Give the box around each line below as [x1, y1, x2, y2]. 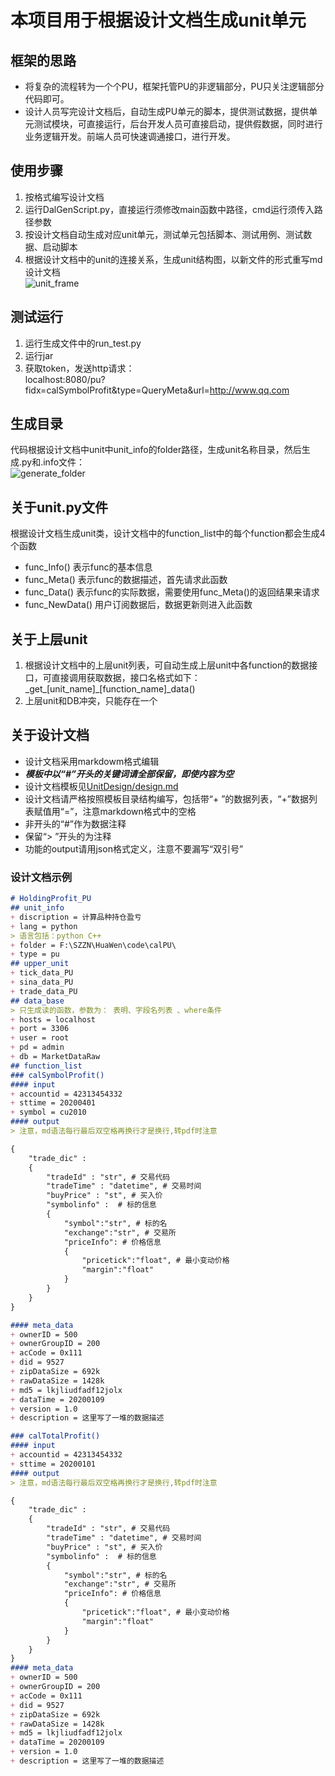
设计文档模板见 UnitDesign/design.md [24, 780, 179, 792]
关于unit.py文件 [10, 499, 109, 516]
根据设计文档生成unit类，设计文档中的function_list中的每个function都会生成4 [10, 527, 326, 540]
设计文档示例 [10, 870, 73, 884]
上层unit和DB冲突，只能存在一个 [24, 695, 158, 707]
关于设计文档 [10, 727, 90, 744]
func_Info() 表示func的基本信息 [24, 561, 153, 573]
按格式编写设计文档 [24, 191, 105, 203]
